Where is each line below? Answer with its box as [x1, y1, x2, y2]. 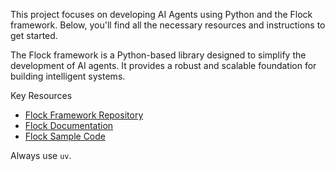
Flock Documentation [24, 120, 114, 131]
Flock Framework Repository [24, 109, 144, 121]
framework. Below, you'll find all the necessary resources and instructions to [10, 19, 326, 31]
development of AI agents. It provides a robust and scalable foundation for [10, 60, 317, 71]
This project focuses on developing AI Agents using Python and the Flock [10, 9, 313, 20]
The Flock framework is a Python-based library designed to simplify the [10, 49, 307, 61]
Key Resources [10, 90, 73, 101]
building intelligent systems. [10, 70, 126, 82]
